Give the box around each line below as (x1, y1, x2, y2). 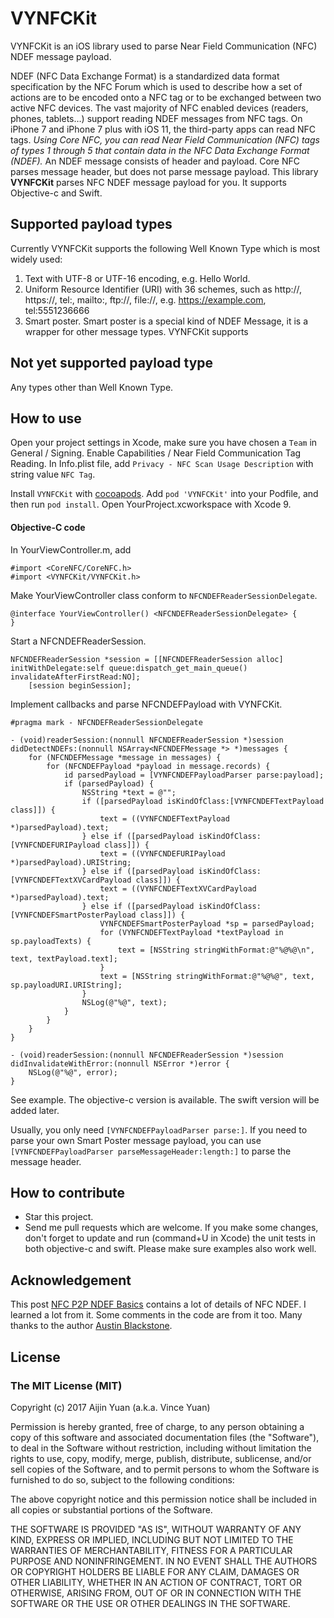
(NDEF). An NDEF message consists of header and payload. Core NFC (10, 155, 300, 167)
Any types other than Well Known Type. (10, 381, 174, 393)
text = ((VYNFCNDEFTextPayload (99, 813, 230, 824)
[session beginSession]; (28, 680, 132, 691)
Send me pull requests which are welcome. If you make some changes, (24, 1222, 319, 1234)
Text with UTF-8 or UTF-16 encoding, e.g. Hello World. (24, 272, 251, 284)
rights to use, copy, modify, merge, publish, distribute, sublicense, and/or (10, 1452, 312, 1464)
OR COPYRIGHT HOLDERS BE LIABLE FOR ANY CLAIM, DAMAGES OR (10, 1565, 300, 1577)
